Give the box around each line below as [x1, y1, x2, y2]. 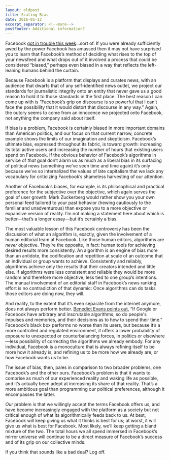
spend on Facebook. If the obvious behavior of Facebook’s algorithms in [5, 152, 156, 158]
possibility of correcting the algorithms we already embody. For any [19, 338, 161, 344]
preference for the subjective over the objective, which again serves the [5, 189, 156, 195]
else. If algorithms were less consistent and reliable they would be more [5, 269, 155, 275]
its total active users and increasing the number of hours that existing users [5, 147, 163, 153]
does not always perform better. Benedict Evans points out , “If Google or [5, 306, 157, 312]
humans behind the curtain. [22, 67, 80, 74]
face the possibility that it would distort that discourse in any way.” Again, [5, 104, 159, 110]
